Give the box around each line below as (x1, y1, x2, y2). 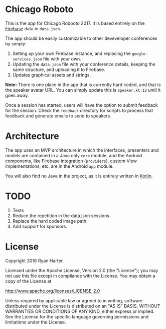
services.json (12, 56, 42, 61)
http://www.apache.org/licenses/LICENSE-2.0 (5, 288, 100, 294)
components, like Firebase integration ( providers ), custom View (5, 158, 137, 164)
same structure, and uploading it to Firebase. (12, 67, 105, 73)
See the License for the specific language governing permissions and (5, 313, 149, 319)
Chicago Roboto (5, 4, 74, 15)
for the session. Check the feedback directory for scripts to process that (5, 107, 153, 113)
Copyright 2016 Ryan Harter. (5, 257, 64, 264)
